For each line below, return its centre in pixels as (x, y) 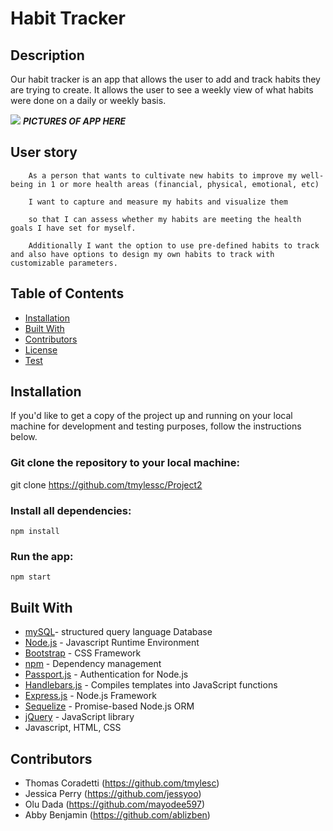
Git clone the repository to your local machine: (125, 463)
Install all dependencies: (71, 510)
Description (47, 55)
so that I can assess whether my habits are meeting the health (165, 219)
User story (44, 152)
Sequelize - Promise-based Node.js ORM (109, 706)
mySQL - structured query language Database (118, 632)
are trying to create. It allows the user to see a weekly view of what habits (162, 90)
